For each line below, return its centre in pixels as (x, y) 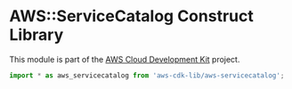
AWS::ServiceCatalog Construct (131, 16)
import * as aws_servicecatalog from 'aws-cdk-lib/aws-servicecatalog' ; (147, 75)
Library (36, 35)
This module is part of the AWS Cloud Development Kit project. (125, 59)
